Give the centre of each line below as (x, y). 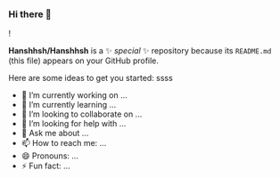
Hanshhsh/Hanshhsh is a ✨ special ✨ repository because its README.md (140, 51)
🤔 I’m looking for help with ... (74, 124)
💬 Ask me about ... (55, 133)
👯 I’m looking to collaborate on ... (82, 114)
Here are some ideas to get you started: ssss (91, 78)
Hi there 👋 (30, 14)
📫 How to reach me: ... (64, 143)
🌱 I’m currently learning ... (69, 105)
